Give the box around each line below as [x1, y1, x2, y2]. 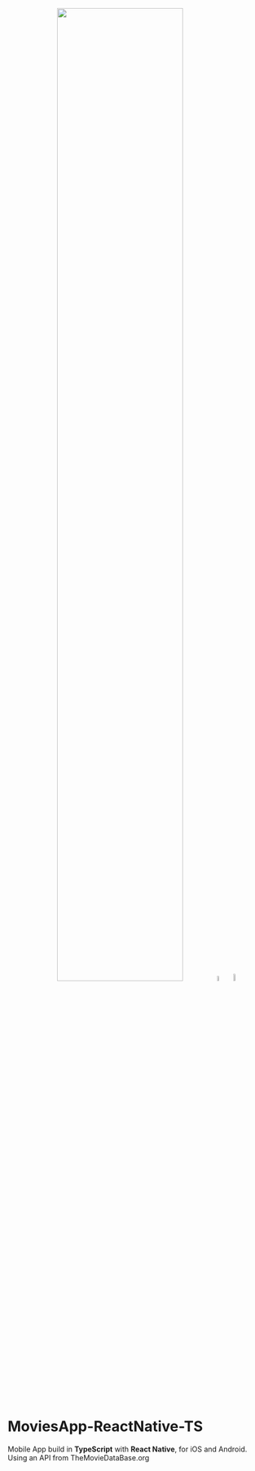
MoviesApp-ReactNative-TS [7, 1417, 204, 1436]
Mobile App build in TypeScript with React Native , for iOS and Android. [7, 1444, 248, 1454]
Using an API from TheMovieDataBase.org [7, 1452, 150, 1462]
